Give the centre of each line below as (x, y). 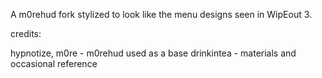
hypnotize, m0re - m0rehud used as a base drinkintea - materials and (153, 53)
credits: (26, 33)
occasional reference (54, 63)
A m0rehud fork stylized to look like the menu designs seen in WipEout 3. (161, 14)
